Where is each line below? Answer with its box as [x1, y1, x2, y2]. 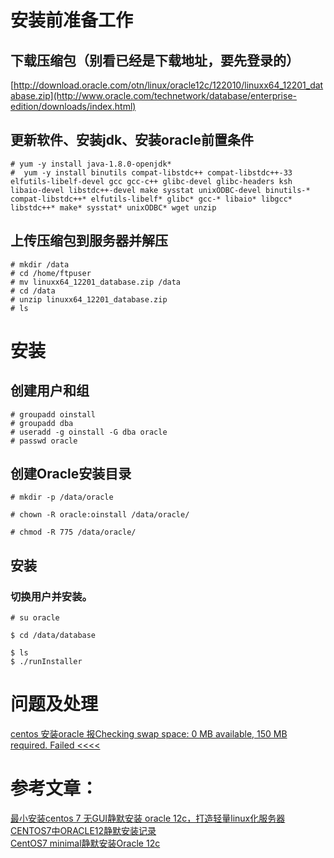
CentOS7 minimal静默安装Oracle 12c [10, 837, 161, 849]
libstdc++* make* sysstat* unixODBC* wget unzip [10, 202, 217, 213]
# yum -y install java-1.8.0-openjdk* [10, 159, 172, 169]
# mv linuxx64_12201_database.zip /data [10, 277, 182, 287]
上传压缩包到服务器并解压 [10, 232, 168, 250]
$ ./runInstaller [10, 657, 83, 667]
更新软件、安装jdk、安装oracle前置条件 [10, 132, 255, 149]
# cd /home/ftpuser [10, 268, 92, 278]
